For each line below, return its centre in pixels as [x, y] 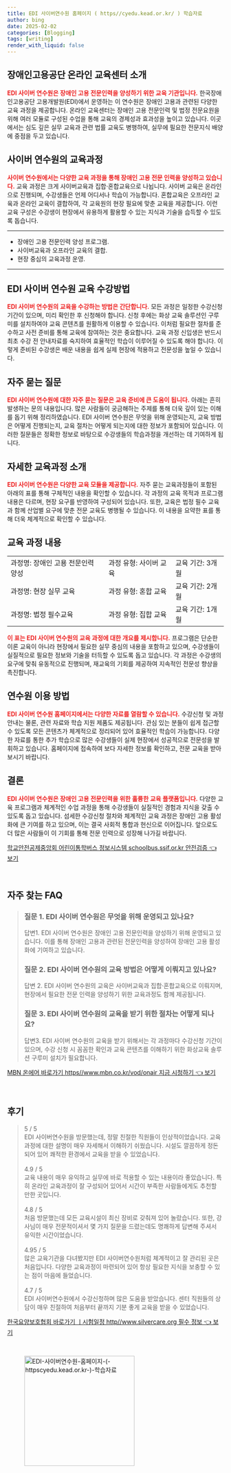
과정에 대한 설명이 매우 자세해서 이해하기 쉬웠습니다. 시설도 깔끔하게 [115, 1145]
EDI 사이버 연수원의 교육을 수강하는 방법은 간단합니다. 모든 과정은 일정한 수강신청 [115, 307]
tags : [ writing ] [30, 39]
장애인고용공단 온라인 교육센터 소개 [77, 75]
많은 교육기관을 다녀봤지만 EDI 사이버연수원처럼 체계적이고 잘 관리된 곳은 [121, 1258]
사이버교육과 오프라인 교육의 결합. [62, 250]
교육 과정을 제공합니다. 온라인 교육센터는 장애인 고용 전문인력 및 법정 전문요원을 [113, 110]
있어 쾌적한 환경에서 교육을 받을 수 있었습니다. [98, 1154]
